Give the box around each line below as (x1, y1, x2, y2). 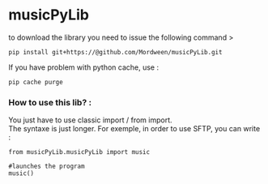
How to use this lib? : (8, 96, 91, 108)
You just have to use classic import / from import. (8, 115, 172, 125)
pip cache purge (8, 78, 63, 86)
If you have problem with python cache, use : (8, 62, 160, 72)
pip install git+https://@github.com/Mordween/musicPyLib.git (8, 48, 223, 56)
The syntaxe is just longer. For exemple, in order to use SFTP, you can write (8, 124, 261, 134)
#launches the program (8, 162, 85, 171)
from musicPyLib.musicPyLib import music (8, 148, 151, 156)
